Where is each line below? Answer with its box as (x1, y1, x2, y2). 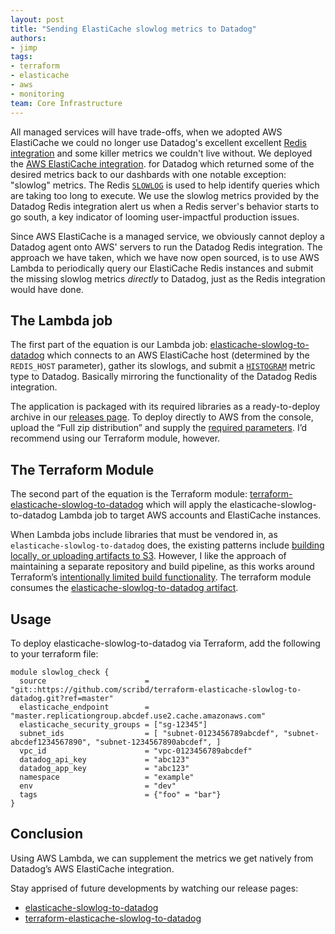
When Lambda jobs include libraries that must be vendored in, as (10, 529, 278, 541)
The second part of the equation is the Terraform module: (10, 488, 248, 500)
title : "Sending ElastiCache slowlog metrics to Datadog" (10, 24, 257, 34)
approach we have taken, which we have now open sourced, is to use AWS (10, 251, 320, 263)
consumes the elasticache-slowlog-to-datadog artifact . (10, 582, 239, 594)
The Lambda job (10, 312, 113, 329)
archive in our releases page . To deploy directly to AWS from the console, (10, 411, 314, 423)
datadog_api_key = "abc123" (19, 754, 190, 765)
